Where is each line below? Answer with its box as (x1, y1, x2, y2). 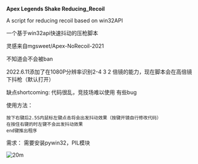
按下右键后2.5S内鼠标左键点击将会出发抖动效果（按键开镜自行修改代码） (6, 115, 162, 121)
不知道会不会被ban (6, 55, 53, 63)
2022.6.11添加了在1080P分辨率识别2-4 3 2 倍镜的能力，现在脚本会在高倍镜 (6, 68, 193, 75)
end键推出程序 (6, 128, 38, 134)
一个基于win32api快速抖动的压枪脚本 (6, 30, 99, 36)
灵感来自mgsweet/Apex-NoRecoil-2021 (6, 43, 104, 49)
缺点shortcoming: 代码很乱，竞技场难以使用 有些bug (6, 89, 137, 96)
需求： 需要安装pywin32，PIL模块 (6, 139, 91, 146)
